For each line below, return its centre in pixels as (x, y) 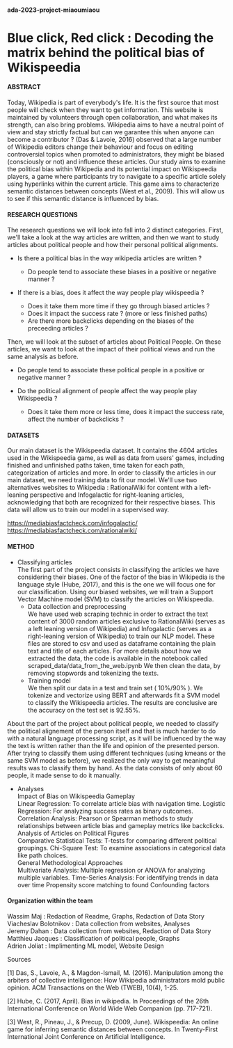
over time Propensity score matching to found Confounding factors (113, 884)
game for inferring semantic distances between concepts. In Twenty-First (113, 1029)
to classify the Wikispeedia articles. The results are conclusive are (122, 702)
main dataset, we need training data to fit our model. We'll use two (102, 480)
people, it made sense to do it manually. (64, 775)
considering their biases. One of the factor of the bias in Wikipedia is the (121, 577)
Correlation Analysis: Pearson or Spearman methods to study (105, 818)
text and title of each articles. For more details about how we (114, 651)
